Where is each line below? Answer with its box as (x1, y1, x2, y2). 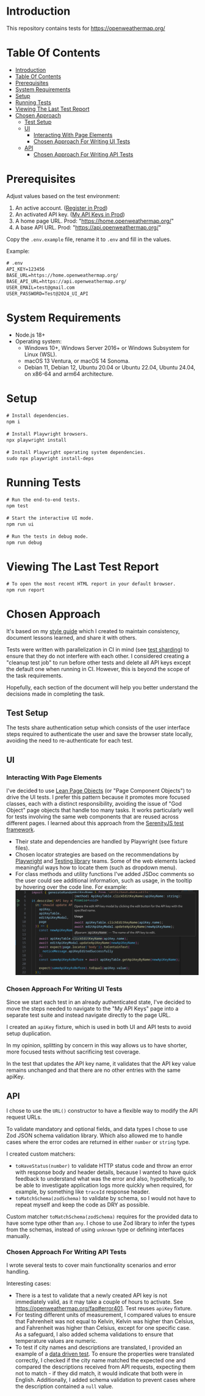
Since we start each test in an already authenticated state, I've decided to (6, 998, 192, 1006)
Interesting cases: (6, 1280, 51, 1287)
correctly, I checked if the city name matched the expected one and (15, 1357, 186, 1364)
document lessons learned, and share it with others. (6, 634, 137, 641)
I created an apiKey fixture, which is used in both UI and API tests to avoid (6, 1023, 192, 1031)
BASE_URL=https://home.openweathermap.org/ (6, 272, 119, 278)
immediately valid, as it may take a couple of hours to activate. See (15, 1298, 184, 1305)
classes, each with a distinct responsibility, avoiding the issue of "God (6, 800, 182, 807)
